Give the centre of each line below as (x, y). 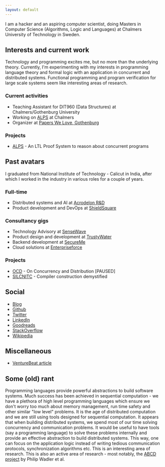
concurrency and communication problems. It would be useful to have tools (82, 428)
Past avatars (25, 162)
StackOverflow (27, 330)
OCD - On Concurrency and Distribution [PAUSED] (64, 271)
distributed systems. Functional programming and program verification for (81, 78)
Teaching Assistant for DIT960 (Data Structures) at (64, 107)
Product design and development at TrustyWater (62, 237)
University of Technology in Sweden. (43, 34)
